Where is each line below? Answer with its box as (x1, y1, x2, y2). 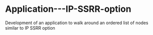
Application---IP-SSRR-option (5, 3, 132, 15)
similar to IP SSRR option (5, 25, 55, 31)
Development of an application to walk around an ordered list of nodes (5, 20, 149, 26)
